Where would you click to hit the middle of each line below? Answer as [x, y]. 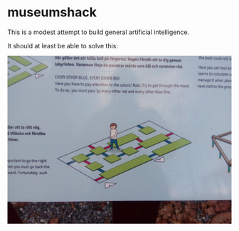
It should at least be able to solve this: [63, 45]
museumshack [52, 12]
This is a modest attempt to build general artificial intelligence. [99, 32]
